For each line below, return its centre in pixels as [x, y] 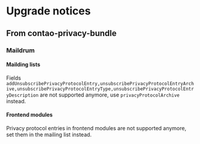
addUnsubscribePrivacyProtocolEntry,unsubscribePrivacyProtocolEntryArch [100, 83]
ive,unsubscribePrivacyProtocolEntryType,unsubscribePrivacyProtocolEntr [100, 89]
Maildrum [20, 50]
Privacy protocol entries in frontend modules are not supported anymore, [96, 128]
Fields [14, 78]
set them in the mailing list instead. [49, 134]
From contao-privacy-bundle [61, 33]
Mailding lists [23, 65]
